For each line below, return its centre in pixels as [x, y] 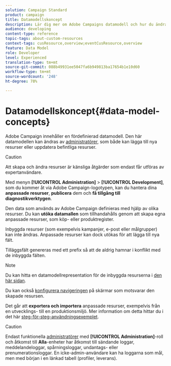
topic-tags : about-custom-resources [44, 39]
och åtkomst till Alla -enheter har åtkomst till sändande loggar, [70, 342]
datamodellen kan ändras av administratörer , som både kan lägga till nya [81, 142]
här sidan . [16, 280]
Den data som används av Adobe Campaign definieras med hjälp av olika [82, 208]
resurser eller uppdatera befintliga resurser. [51, 147]
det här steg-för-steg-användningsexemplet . [52, 316]
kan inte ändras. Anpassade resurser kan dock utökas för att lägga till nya [82, 234]
